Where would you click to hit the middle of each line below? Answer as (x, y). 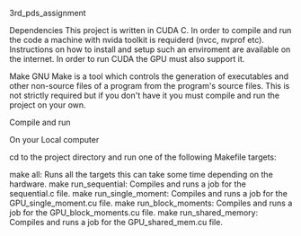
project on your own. (48, 105)
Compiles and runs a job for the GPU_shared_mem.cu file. (116, 222)
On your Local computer (54, 140)
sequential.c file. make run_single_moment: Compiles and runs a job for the (148, 193)
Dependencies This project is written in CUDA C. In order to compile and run (150, 30)
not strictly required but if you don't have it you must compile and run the (145, 95)
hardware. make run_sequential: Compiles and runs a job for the (128, 184)
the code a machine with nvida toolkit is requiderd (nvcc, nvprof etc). (137, 40)
